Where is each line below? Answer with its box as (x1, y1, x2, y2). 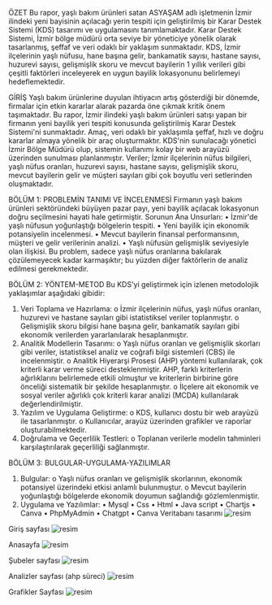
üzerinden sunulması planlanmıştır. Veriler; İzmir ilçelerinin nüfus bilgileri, (8, 153, 252, 163)
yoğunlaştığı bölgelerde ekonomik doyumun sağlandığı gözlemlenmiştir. (19, 491, 260, 500)
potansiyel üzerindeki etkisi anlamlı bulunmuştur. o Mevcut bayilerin (19, 482, 247, 492)
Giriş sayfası (8, 524, 50, 533)
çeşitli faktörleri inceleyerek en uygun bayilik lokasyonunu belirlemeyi (8, 68, 241, 77)
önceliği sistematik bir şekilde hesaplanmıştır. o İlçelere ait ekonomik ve (19, 382, 259, 391)
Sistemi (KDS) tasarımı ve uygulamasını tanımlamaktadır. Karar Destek (8, 25, 242, 34)
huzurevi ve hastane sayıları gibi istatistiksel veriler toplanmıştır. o (19, 313, 240, 322)
